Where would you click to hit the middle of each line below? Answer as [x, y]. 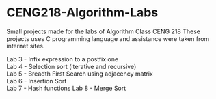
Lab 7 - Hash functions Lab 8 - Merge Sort [66, 88]
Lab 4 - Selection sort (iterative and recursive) [71, 66]
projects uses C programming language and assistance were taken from [108, 38]
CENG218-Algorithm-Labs [82, 13]
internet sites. [26, 46]
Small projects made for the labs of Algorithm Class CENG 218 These [104, 31]
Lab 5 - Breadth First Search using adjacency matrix [80, 74]
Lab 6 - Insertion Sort [37, 81]
